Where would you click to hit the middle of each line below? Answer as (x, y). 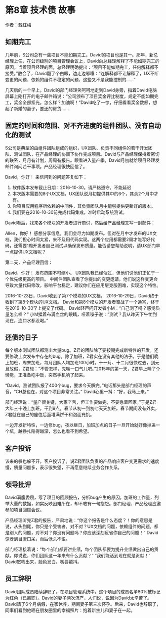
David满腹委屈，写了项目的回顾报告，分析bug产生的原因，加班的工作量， (80, 497)
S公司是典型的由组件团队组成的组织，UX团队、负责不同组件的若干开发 (77, 148)
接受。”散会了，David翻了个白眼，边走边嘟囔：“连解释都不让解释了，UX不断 (82, 73)
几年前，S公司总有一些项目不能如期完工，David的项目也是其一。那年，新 (80, 54)
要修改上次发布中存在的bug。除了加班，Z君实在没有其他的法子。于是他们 (80, 356)
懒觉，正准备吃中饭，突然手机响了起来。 (46, 375)
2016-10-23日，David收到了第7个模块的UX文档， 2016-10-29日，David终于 (82, 295)
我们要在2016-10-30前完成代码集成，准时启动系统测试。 (70, 212)
